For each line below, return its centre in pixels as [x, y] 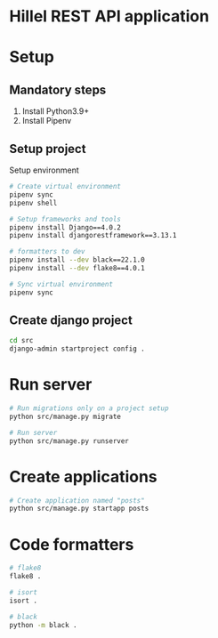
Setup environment [44, 170]
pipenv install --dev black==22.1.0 [77, 260]
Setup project [48, 149]
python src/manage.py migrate [65, 416]
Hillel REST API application [109, 16]
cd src [21, 341]
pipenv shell [33, 203]
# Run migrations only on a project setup [89, 408]
